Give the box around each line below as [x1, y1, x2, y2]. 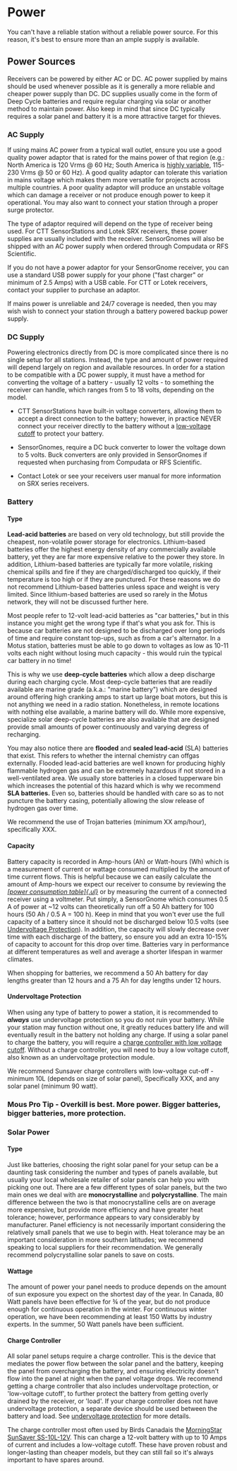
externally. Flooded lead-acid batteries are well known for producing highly [7, 759, 226, 768]
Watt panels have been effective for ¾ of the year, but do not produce [7, 1298, 210, 1306]
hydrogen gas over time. [7, 804, 78, 813]
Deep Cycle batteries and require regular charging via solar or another [7, 97, 212, 105]
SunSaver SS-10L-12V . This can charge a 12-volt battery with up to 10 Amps [7, 1433, 227, 1442]
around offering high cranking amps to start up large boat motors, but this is [7, 693, 228, 701]
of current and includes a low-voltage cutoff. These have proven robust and [7, 1441, 228, 1449]
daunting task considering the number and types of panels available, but [7, 1168, 218, 1176]
